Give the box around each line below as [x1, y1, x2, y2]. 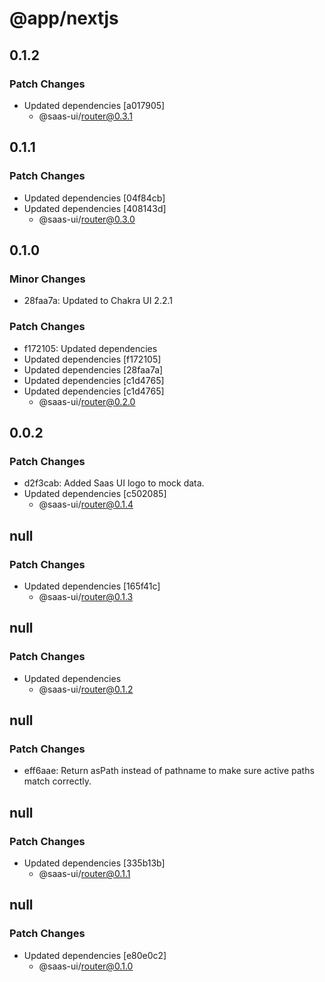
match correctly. [23, 775, 92, 787]
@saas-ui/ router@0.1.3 [38, 590, 134, 602]
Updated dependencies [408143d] [23, 202, 167, 214]
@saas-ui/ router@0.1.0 [38, 960, 134, 972]
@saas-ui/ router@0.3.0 [38, 213, 136, 225]
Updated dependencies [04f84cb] [23, 192, 166, 204]
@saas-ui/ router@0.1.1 [38, 867, 131, 879]
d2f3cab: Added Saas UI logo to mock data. [23, 477, 205, 489]
